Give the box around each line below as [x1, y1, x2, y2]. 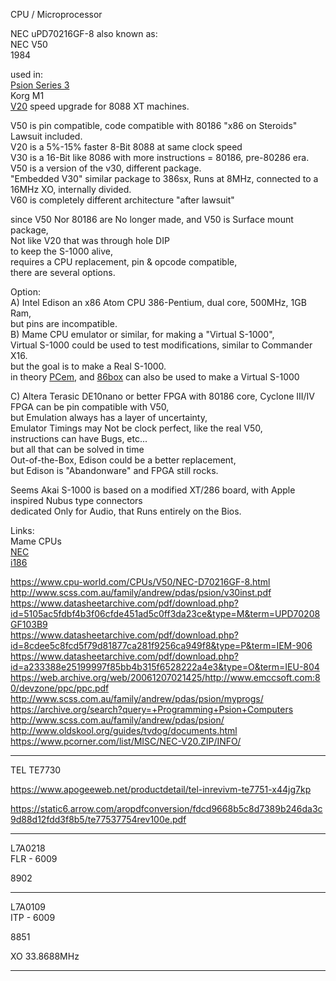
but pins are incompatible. [10, 318, 118, 329]
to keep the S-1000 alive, [10, 245, 113, 257]
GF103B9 [10, 619, 48, 630]
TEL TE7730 [10, 764, 62, 776]
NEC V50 [10, 39, 48, 50]
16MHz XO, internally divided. [10, 184, 132, 195]
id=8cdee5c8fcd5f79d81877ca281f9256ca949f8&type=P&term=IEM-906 [10, 640, 313, 651]
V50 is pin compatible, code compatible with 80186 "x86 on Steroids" [10, 120, 298, 131]
